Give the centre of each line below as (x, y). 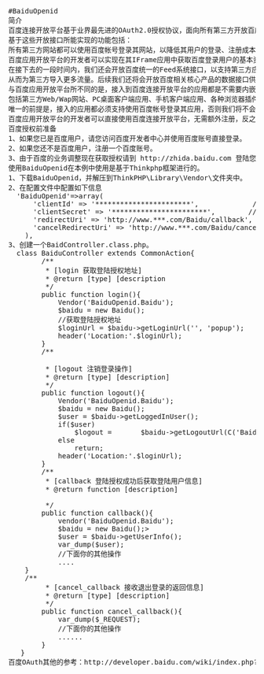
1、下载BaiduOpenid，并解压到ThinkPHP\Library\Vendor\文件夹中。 (128, 178)
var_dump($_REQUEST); (99, 619)
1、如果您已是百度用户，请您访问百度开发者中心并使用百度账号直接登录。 (127, 138)
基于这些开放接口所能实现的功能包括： (70, 40)
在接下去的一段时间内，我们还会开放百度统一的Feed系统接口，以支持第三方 (130, 70)
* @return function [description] (112, 489)
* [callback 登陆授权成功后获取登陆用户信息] (124, 481)
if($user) (77, 424)
